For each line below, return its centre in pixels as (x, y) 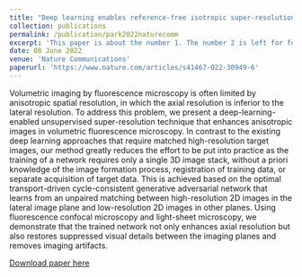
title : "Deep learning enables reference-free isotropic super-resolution (152, 17)
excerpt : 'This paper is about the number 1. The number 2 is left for (146, 43)
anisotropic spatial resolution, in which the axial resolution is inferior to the (147, 102)
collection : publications (58, 26)
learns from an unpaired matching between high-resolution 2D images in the (151, 197)
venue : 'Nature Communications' (70, 59)
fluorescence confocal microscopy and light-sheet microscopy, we (133, 217)
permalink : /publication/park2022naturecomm (94, 34)
